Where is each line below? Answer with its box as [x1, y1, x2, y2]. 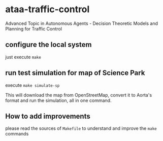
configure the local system [5, 41, 92, 49]
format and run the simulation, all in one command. [5, 97, 112, 103]
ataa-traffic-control [5, 4, 90, 15]
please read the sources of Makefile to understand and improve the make [5, 125, 157, 131]
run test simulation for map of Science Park [5, 68, 145, 77]
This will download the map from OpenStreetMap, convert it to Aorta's [5, 92, 152, 98]
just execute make [5, 54, 42, 60]
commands [5, 131, 29, 137]
